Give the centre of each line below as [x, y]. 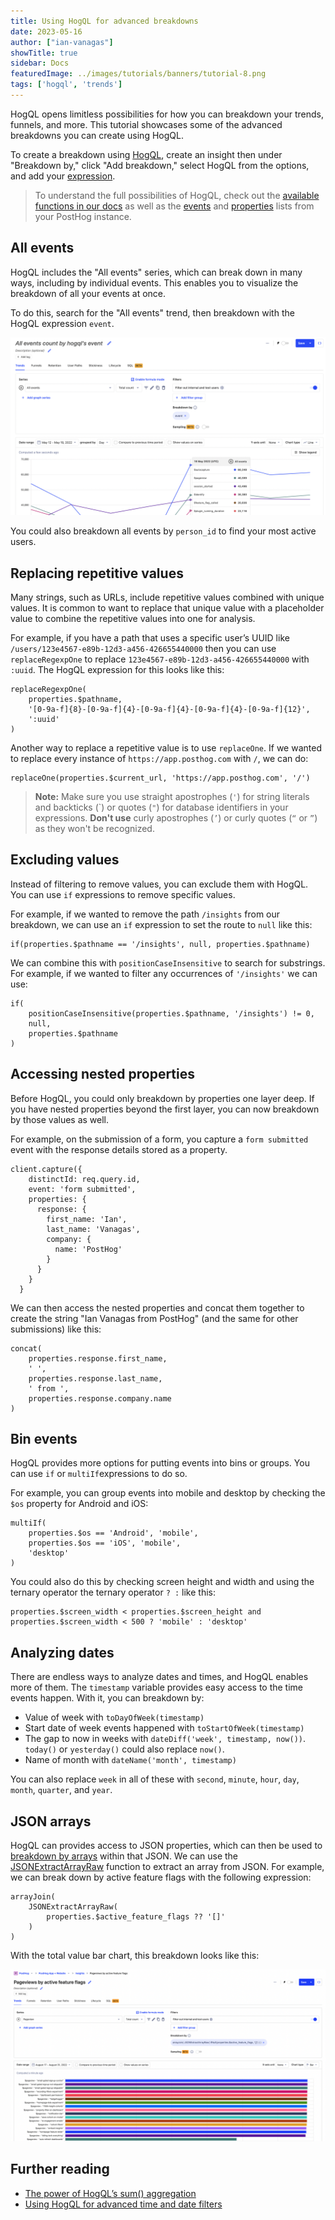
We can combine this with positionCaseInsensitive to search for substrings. [168, 962]
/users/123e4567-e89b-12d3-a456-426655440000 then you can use [143, 648]
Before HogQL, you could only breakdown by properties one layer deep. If [162, 1098]
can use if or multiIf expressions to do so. [99, 1474]
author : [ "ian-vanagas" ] [62, 42]
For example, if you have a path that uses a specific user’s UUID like [150, 637]
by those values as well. [60, 1119]
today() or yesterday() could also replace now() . [124, 1749]
